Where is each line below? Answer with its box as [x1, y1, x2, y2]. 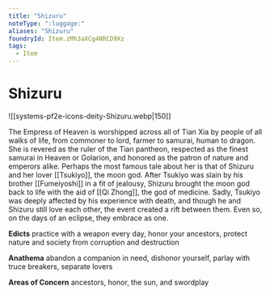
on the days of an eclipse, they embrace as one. [8, 212, 169, 223]
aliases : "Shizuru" [8, 27, 74, 35]
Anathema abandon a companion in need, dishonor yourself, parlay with [8, 253, 251, 263]
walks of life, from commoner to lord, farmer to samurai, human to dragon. [8, 135, 256, 145]
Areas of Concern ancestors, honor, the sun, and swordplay [8, 277, 209, 287]
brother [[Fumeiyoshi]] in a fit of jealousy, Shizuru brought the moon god [8, 178, 251, 188]
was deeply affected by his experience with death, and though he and [8, 195, 241, 205]
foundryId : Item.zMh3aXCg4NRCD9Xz [8, 34, 125, 43]
